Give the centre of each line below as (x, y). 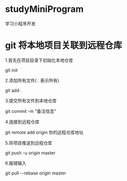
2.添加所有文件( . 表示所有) (32, 80)
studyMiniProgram (44, 9)
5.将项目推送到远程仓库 (29, 143)
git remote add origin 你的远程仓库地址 (44, 132)
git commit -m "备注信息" (31, 111)
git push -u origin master (30, 153)
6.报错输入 (16, 163)
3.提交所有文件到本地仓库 (31, 100)
